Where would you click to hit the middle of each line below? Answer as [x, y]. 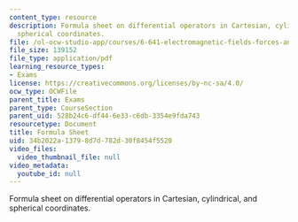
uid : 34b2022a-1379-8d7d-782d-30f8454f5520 [91, 141]
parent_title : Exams [47, 100]
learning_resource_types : [57, 67]
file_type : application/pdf [61, 58]
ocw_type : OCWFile [43, 91]
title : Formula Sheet [49, 133]
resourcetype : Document [53, 125]
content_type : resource [53, 17]
